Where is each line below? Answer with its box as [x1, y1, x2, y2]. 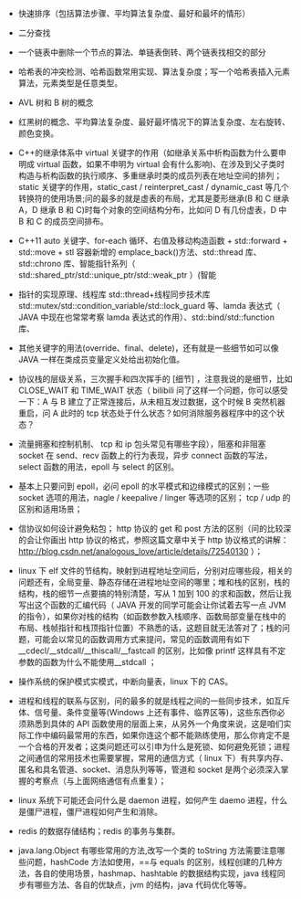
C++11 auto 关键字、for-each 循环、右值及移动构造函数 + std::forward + [17, 236, 288, 246]
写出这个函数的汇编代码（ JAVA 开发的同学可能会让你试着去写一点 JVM [17, 599, 286, 610]
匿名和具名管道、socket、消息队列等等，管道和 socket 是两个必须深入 [17, 764, 281, 775]
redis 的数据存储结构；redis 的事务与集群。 [17, 826, 181, 836]
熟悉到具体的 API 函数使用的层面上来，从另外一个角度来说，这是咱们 [26, 718, 285, 729]
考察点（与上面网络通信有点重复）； [34, 776, 167, 786]
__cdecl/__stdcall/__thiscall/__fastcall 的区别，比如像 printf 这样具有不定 [17, 645, 286, 656]
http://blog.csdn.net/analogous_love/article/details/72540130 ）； [17, 546, 263, 556]
